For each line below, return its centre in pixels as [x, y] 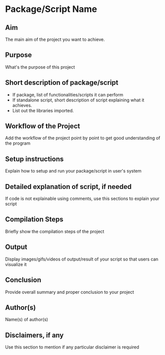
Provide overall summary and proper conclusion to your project [70, 292]
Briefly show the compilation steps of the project [55, 231]
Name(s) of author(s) [27, 320]
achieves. [22, 105]
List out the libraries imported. [43, 110]
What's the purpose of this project [40, 67]
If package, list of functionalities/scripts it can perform [68, 94]
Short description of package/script [62, 83]
